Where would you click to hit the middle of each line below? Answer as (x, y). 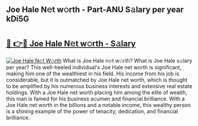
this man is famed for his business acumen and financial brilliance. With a (95, 99)
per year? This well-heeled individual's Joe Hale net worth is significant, (94, 67)
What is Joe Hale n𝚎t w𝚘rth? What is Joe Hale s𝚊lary (128, 61)
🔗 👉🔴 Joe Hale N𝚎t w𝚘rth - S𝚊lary (71, 43)
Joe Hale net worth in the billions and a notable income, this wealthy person (98, 105)
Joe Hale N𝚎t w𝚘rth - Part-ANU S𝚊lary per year (95, 10)
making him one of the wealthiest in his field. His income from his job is (93, 74)
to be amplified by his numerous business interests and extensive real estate (99, 86)
